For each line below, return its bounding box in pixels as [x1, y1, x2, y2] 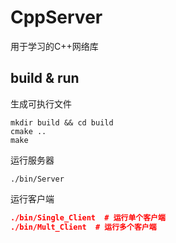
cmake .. [10, 126, 47, 136]
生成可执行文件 [10, 97, 72, 110]
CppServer [10, 6, 103, 29]
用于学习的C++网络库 [10, 40, 99, 52]
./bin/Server [10, 174, 65, 184]
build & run [10, 70, 80, 87]
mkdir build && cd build [10, 117, 114, 128]
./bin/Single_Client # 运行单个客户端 [10, 212, 166, 223]
